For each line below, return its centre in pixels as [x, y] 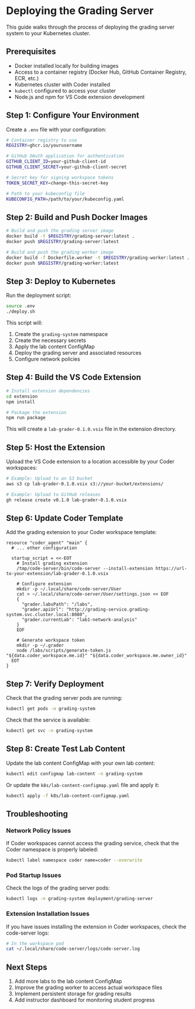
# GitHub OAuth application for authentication [65, 156]
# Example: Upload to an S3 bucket [49, 478]
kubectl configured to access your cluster [65, 90]
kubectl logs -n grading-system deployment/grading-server [80, 899]
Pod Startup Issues [34, 875]
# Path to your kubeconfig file [45, 194]
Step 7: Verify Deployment [55, 684]
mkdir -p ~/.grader [40, 645]
